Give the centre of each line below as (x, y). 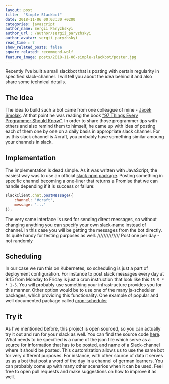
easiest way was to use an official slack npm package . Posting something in (84, 175)
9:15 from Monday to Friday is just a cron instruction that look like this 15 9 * (85, 279)
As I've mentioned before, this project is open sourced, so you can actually (83, 329)
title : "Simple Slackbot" (34, 15)
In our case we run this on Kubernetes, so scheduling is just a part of (77, 268)
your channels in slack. (29, 142)
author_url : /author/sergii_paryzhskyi (48, 33)
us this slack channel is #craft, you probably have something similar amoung (85, 137)
